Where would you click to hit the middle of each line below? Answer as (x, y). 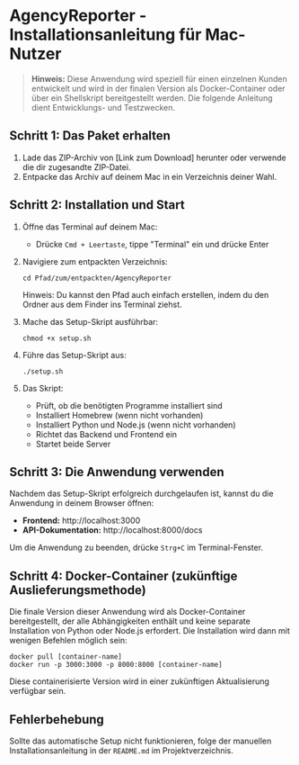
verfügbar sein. (38, 691)
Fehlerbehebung (57, 720)
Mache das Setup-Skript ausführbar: (90, 321)
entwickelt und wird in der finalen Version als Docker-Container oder (158, 88)
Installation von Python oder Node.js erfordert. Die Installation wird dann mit (149, 631)
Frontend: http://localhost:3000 (81, 521)
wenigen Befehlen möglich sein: (68, 641)
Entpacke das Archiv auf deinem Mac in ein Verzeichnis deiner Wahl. (149, 176)
